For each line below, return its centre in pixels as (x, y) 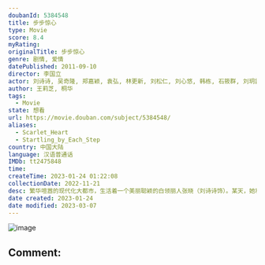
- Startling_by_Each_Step (58, 140)
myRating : (24, 45)
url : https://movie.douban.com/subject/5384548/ (90, 118)
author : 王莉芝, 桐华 (41, 88)
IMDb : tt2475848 (35, 162)
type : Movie (28, 30)
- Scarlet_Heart (42, 132)
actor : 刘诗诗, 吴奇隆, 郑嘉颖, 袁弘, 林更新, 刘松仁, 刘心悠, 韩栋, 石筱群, (124, 81)
